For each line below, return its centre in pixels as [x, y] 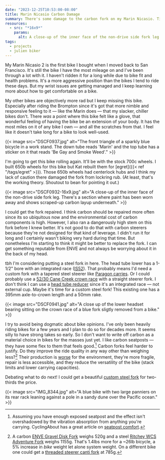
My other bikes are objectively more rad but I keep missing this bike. [74, 100]
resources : [16, 23]
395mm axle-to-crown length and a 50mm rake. [54, 294]
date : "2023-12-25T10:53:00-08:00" [41, 10]
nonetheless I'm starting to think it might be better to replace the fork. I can [81, 243]
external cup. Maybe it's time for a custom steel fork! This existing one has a [82, 289]
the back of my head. [27, 253]
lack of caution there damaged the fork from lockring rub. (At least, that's [79, 177]
